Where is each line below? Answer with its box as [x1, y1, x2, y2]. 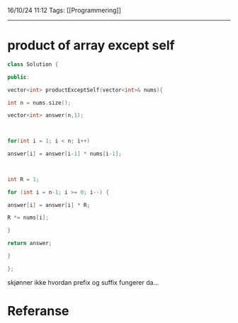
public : [7, 74, 30, 81]
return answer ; [7, 240, 52, 247]
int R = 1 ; [7, 176, 40, 183]
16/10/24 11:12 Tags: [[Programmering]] [7, 6, 122, 14]
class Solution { [7, 60, 59, 68]
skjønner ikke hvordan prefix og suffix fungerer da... [7, 278, 159, 286]
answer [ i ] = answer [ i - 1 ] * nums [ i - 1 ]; [7, 150, 122, 158]
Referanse [7, 303, 69, 319]
